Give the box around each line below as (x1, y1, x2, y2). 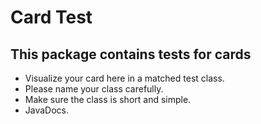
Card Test (10, 6, 93, 29)
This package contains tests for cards (10, 46, 252, 63)
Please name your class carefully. (24, 83, 164, 95)
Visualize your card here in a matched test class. (24, 72, 225, 84)
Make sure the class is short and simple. (24, 94, 192, 105)
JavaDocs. (24, 104, 70, 116)
